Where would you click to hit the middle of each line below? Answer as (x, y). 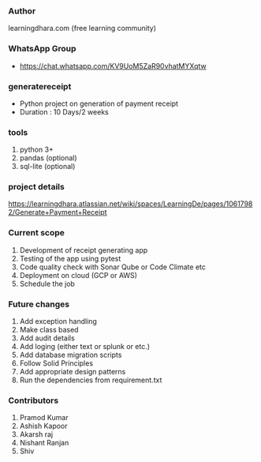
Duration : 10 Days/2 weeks (64, 111)
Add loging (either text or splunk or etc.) (85, 347)
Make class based (49, 330)
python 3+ (36, 150)
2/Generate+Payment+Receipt (58, 212)
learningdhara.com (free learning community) (82, 28)
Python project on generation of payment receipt (99, 103)
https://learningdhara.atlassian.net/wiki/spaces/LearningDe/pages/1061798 (130, 204)
